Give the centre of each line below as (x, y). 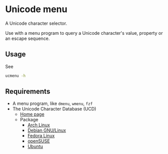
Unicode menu (36, 9)
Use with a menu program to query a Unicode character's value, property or (84, 33)
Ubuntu (35, 146)
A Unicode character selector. (36, 23)
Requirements (28, 92)
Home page (32, 114)
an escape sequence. (28, 38)
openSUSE (39, 141)
